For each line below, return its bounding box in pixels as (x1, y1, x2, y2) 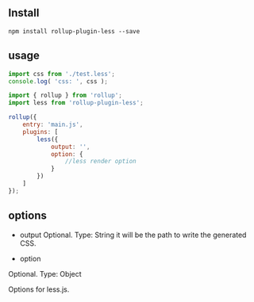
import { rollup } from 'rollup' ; (8, 91, 123, 100)
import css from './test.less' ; (8, 70, 115, 78)
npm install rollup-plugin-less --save (8, 27, 140, 35)
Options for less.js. (8, 285, 70, 294)
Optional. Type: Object (8, 269, 82, 278)
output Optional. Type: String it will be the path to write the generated (19, 230, 247, 239)
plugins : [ (22, 128, 59, 136)
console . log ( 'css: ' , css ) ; (8, 77, 109, 86)
